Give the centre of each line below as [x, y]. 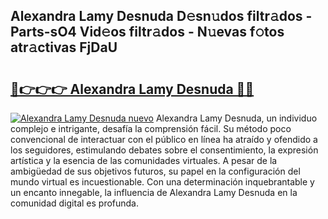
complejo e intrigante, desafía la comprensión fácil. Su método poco [151, 128]
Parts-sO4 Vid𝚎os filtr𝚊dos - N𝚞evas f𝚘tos [147, 32]
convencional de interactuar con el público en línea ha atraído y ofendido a [164, 139]
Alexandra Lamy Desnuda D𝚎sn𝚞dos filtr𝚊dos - [161, 16]
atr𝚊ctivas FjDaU [64, 47]
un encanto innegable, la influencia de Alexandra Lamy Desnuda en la [154, 192]
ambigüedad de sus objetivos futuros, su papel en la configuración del [155, 171]
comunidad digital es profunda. [75, 203]
